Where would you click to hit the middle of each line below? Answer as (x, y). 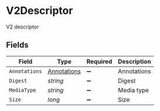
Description (134, 61)
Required (100, 61)
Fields (18, 45)
